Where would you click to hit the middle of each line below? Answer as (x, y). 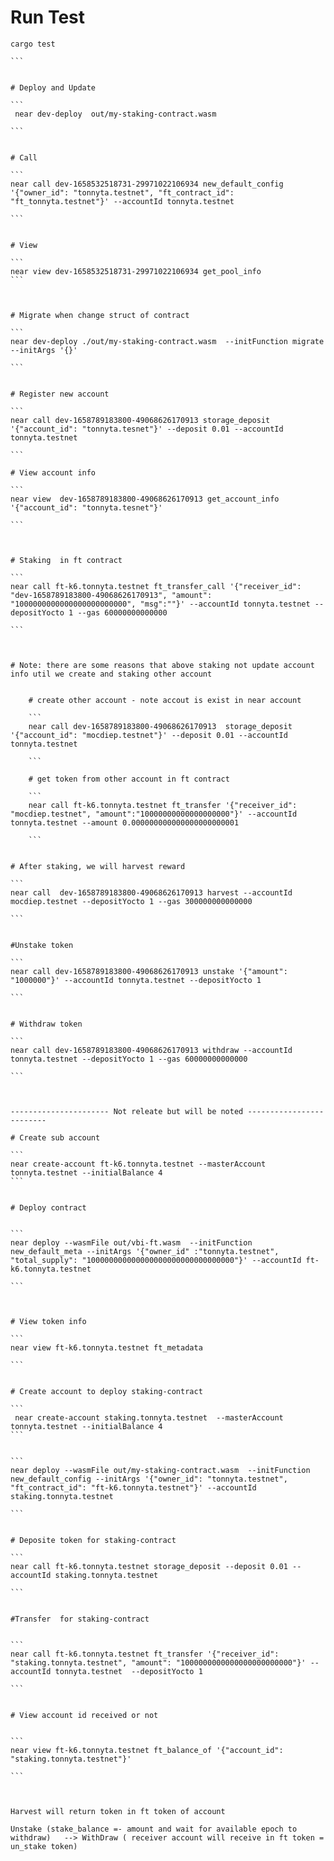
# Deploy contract (48, 1207)
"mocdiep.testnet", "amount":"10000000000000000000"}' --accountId (154, 814)
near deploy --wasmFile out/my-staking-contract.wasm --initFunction (160, 1470)
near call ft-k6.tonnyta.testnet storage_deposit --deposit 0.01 (149, 1566)
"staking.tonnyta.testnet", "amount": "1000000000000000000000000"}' (158, 1662)
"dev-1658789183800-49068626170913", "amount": (111, 595)
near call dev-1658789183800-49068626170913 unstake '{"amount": (149, 971)
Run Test (47, 17)
